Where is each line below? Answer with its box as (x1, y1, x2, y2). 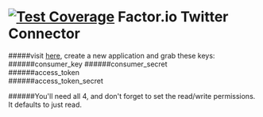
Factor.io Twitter (118, 8, 229, 26)
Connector (8, 25, 81, 43)
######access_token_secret (8, 76, 103, 85)
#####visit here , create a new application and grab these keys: (8, 51, 215, 60)
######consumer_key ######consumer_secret (8, 59, 168, 69)
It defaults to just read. (8, 100, 82, 109)
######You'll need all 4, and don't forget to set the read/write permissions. (8, 91, 256, 100)
